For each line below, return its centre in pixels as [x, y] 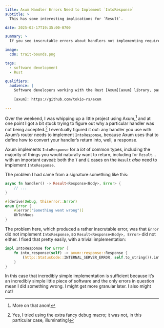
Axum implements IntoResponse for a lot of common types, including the [78, 149]
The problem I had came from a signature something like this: [67, 175]
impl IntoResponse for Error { [37, 248]
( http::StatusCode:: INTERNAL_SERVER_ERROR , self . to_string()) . [88, 258]
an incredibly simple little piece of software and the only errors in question [80, 281]
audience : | [22, 86]
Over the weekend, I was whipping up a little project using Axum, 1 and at [78, 118]
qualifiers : [17, 81]
